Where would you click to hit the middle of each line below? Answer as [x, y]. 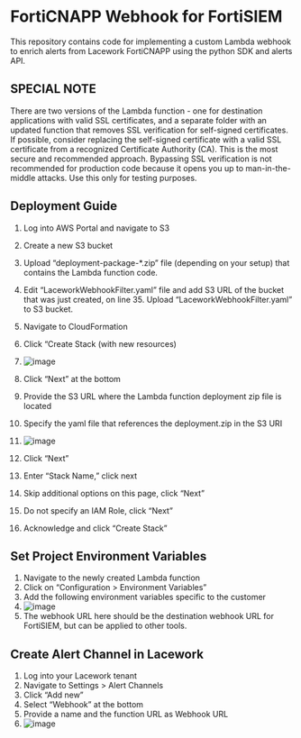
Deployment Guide [64, 206]
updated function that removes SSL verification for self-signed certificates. [150, 130]
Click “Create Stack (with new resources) [100, 343]
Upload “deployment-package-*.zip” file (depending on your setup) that [156, 262]
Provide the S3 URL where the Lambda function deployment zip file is [152, 396]
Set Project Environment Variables [109, 556]
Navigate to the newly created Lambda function [112, 578]
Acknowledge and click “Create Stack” [95, 528]
